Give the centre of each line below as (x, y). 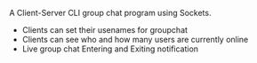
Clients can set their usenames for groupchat (105, 30)
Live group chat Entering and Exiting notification (110, 49)
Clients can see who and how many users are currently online (135, 39)
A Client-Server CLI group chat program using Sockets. (110, 13)
